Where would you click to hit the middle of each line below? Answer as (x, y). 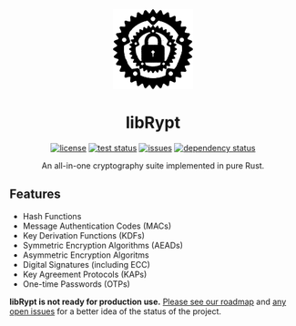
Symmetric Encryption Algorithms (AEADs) (103, 245)
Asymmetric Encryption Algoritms (86, 255)
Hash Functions (52, 216)
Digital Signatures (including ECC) (86, 264)
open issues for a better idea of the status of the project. (115, 311)
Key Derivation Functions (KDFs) (84, 235)
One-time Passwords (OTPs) (76, 284)
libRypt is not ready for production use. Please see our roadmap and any (148, 301)
